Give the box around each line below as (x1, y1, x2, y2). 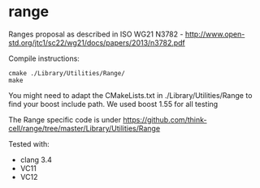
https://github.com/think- (123, 114, 207, 124)
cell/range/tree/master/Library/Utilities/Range (8, 123, 161, 133)
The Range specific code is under (8, 114, 122, 124)
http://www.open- (184, 29, 245, 39)
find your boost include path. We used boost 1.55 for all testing (8, 99, 219, 109)
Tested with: (8, 139, 50, 148)
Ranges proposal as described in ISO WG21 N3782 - (8, 29, 184, 39)
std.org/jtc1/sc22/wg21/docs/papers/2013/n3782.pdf (8, 37, 185, 47)
